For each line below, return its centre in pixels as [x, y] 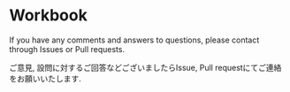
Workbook [49, 15]
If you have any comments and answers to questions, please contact [134, 40]
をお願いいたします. [46, 78]
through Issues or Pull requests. [67, 49]
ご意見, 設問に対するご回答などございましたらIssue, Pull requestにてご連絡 [145, 67]
